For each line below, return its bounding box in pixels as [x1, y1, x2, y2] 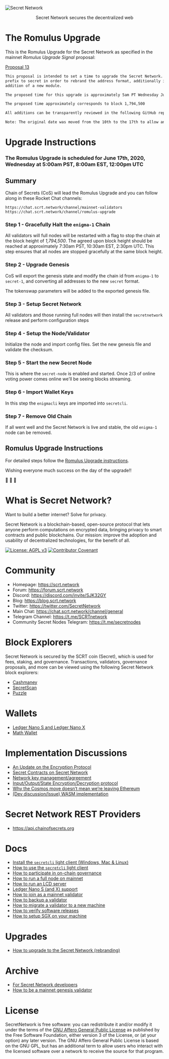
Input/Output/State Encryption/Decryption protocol [12, 780, 118, 786]
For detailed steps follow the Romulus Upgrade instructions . [5, 457, 129, 464]
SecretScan [12, 684, 37, 691]
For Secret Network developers [12, 982, 78, 988]
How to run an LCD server [12, 881, 67, 887]
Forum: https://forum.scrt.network [12, 587, 83, 593]
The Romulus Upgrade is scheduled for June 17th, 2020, [5, 154, 145, 161]
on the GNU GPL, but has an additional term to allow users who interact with [5, 1043, 163, 1049]
